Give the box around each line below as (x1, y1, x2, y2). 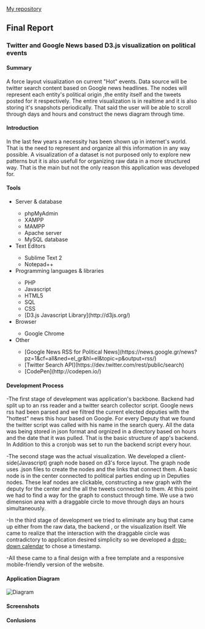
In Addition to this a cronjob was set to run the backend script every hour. (6, 441, 192, 448)
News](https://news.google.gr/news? (103, 348, 198, 355)
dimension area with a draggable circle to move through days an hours (6, 498, 185, 505)
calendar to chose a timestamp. (21, 543, 102, 550)
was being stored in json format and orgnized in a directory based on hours (6, 428, 196, 435)
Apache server (24, 229, 62, 236)
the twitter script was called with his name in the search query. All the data (6, 422, 195, 429)
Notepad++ (24, 260, 54, 268)
